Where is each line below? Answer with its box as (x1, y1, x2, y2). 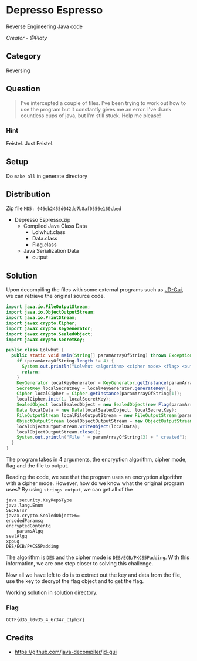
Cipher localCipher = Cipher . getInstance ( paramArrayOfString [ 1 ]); (16, 391, 182, 396)
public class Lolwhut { (6, 347, 64, 353)
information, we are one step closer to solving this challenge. (6, 560, 154, 567)
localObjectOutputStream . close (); (16, 429, 101, 435)
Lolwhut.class (32, 229, 66, 236)
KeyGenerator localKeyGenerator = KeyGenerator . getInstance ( (16, 379, 169, 386)
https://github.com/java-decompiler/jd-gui (14, 649, 117, 656)
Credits (6, 633, 34, 643)
